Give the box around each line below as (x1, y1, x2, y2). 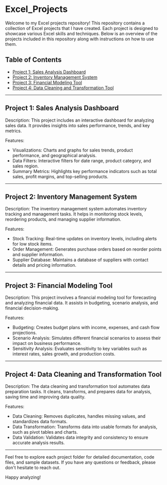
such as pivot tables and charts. (12, 429, 78, 435)
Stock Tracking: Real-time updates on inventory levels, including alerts (12, 236, 157, 242)
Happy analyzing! (5, 475, 41, 480)
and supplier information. (12, 252, 64, 258)
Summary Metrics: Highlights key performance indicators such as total (12, 168, 157, 174)
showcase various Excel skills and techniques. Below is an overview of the (5, 30, 158, 36)
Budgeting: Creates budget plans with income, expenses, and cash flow (12, 324, 160, 330)
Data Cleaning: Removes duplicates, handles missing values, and (12, 413, 146, 419)
